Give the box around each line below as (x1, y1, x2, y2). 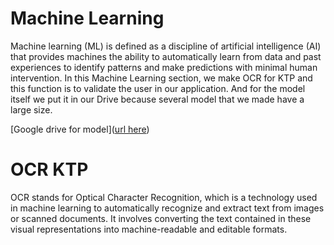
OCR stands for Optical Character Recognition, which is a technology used (10, 191, 318, 203)
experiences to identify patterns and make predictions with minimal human (10, 61, 318, 73)
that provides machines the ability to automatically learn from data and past (10, 50, 322, 62)
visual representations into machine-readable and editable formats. (10, 223, 288, 235)
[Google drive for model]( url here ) (10, 123, 150, 135)
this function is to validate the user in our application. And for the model (10, 82, 306, 94)
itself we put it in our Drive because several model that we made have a (10, 93, 305, 105)
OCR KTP (10, 158, 89, 181)
